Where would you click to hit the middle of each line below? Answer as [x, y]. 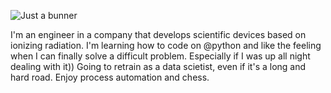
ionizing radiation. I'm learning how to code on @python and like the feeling [166, 45]
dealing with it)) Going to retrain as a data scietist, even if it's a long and [158, 66]
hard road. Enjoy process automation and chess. [110, 77]
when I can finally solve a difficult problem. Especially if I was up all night [160, 56]
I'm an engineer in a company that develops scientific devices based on [158, 34]
